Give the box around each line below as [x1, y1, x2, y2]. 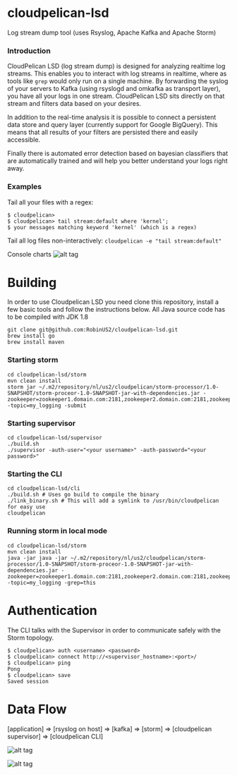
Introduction [7, 46, 51, 56]
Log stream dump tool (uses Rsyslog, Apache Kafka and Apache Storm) [7, 28, 217, 37]
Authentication [7, 602, 97, 618]
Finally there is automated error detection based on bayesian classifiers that [7, 149, 229, 158]
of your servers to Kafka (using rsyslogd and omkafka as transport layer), [7, 85, 221, 93]
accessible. [7, 135, 41, 144]
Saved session [7, 678, 49, 685]
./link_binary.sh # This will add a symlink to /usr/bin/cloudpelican [7, 497, 219, 505]
